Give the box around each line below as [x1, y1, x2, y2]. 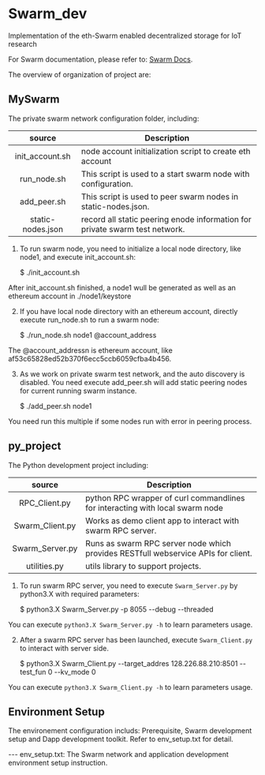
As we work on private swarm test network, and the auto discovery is [19, 369, 245, 379]
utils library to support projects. [85, 560, 202, 571]
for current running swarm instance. [19, 386, 137, 395]
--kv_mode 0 [54, 667, 96, 676]
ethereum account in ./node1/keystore [8, 291, 132, 301]
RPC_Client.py [19, 497, 71, 508]
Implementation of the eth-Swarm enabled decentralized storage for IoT [8, 31, 242, 40]
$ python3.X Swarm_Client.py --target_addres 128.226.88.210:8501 [19, 658, 238, 668]
